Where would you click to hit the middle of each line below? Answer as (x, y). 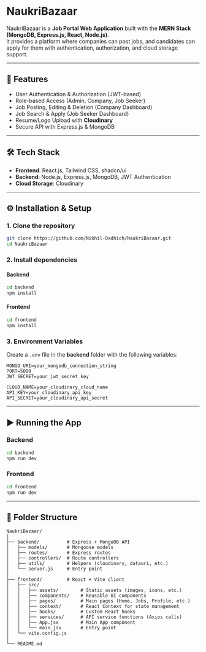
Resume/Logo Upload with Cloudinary (64, 120)
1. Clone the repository (41, 226)
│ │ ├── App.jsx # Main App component (71, 623)
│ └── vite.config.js (37, 633)
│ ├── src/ (23, 585)
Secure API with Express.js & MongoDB (65, 126)
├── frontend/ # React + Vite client (65, 580)
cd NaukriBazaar (27, 244)
